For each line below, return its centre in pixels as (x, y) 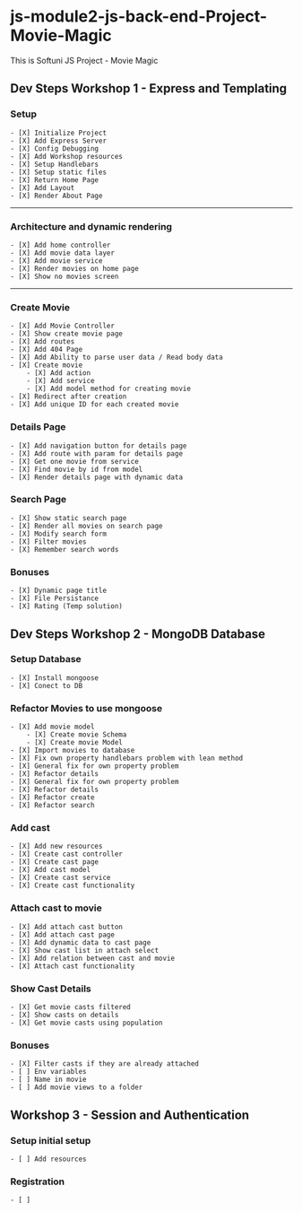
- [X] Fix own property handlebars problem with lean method (127, 759)
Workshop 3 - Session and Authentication (130, 1115)
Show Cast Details (51, 989)
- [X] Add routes (43, 342)
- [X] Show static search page (69, 518)
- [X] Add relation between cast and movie (93, 958)
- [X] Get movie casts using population (87, 1023)
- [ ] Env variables (49, 1072)
